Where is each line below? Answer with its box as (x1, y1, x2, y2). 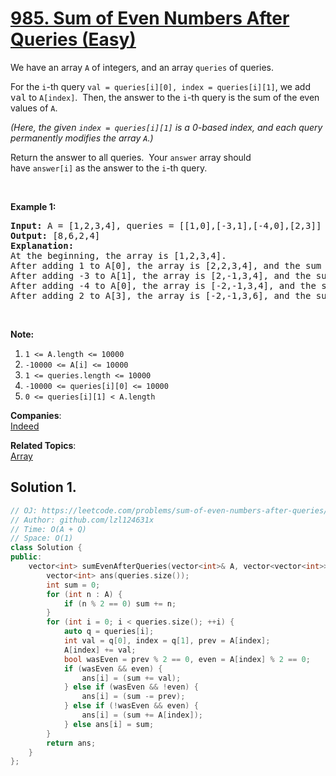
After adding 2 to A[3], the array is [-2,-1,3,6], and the (10, 290, 312, 301)
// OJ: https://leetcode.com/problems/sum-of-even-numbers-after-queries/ (10, 505, 329, 516)
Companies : (10, 409, 62, 421)
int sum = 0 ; (46, 580, 101, 590)
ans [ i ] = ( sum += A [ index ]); (81, 710, 203, 720)
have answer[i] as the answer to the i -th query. (10, 162, 208, 174)
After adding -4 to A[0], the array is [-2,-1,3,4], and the (10, 280, 317, 291)
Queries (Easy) (10, 28, 137, 51)
